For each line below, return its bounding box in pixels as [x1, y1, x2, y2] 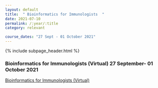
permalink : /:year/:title [5, 21, 58, 26]
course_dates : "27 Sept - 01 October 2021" [5, 34, 96, 39]
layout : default [5, 7, 38, 12]
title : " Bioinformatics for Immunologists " [5, 12, 105, 17]
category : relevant [5, 26, 45, 30]
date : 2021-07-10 [5, 16, 41, 21]
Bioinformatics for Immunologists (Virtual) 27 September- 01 [5, 60, 154, 67]
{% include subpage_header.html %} [5, 48, 80, 54]
